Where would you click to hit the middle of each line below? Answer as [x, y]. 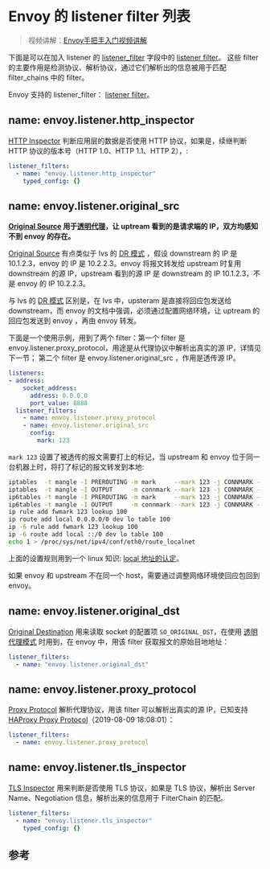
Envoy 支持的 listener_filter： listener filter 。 [81, 94]
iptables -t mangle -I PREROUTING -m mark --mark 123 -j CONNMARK [131, 482]
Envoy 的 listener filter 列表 [100, 16]
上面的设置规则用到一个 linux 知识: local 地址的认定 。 [96, 558]
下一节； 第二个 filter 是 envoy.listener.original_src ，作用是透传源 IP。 [124, 358]
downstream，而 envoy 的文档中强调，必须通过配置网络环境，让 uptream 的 [134, 311]
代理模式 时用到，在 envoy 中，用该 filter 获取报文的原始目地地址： [119, 642]
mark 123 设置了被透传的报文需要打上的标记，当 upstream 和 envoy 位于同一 [135, 457]
